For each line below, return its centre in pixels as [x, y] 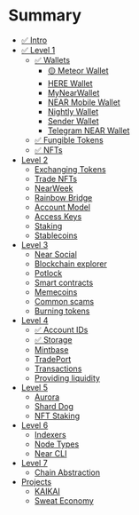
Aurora [47, 397]
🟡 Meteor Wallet [78, 70]
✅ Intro [34, 40]
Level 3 [35, 244]
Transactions [58, 368]
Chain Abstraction [67, 472]
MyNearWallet [73, 92]
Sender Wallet [73, 121]
